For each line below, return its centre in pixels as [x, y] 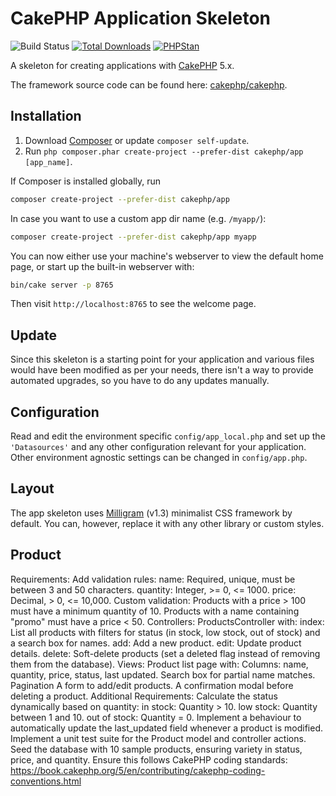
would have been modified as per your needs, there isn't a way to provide [162, 370]
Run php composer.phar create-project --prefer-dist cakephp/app [164, 151]
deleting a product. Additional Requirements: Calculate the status [144, 696]
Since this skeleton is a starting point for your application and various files [162, 359]
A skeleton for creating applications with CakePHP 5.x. [122, 65]
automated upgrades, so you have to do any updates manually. [140, 381]
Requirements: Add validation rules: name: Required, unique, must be [153, 579]
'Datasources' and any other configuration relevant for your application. [158, 446]
